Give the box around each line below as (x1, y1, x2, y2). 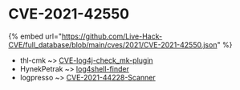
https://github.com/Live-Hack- (61, 31, 163, 41)
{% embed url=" (8, 31, 63, 41)
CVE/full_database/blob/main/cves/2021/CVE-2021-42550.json (8, 39, 218, 49)
